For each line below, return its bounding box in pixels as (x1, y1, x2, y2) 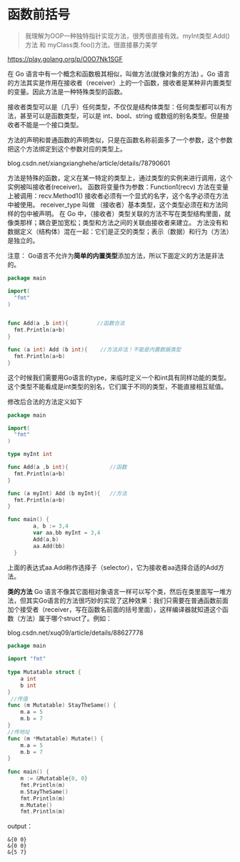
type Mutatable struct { (7, 669, 81, 676)
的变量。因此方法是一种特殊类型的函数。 (7, 87, 126, 96)
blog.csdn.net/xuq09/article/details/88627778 (7, 628, 144, 637)
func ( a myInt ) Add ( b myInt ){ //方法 (7, 490, 127, 497)
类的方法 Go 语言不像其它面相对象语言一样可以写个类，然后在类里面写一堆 (7, 587, 226, 595)
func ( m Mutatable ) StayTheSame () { (7, 702, 116, 709)
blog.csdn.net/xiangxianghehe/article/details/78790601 (7, 159, 170, 167)
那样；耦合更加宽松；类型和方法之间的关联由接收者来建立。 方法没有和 (19, 218, 229, 227)
